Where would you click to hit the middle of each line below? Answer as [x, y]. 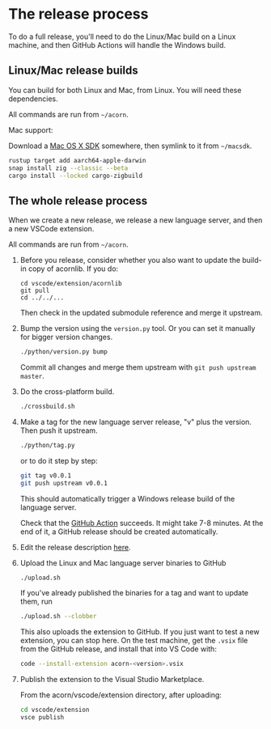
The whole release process [78, 200]
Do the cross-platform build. [67, 392]
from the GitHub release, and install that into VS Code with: [118, 649]
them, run [36, 602]
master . [32, 376]
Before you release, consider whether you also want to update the [130, 261]
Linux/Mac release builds [74, 71]
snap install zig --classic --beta [68, 168]
